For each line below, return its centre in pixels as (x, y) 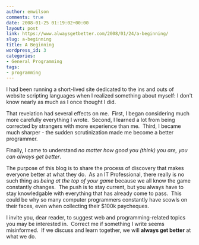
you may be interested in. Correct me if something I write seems (85, 224)
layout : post (22, 28)
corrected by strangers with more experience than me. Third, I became (94, 126)
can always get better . (34, 157)
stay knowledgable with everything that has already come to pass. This (94, 193)
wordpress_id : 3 (26, 51)
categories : (21, 56)
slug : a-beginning (29, 39)
